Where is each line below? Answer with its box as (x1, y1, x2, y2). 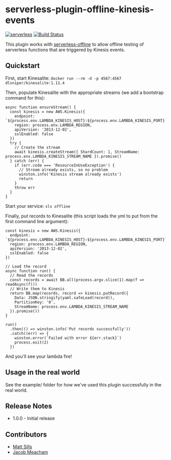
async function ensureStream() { (5, 105, 76, 110)
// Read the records (10, 273, 53, 278)
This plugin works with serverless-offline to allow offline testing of (5, 41, 144, 47)
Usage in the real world (5, 368, 80, 377)
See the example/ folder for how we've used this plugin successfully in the (5, 381, 162, 388)
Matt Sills (12, 444, 32, 450)
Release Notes (5, 402, 52, 410)
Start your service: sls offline (5, 203, 71, 209)
